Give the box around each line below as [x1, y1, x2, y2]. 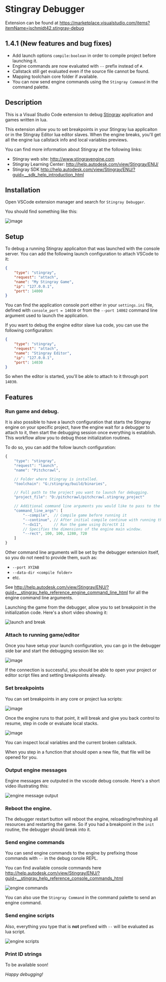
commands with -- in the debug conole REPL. [5, 856, 98, 861]
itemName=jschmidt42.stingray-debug [5, 25, 84, 31]
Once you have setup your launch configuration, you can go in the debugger [5, 643, 161, 649]
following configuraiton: [5, 327, 53, 333]
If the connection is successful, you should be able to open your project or [5, 667, 157, 673]
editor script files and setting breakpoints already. [5, 672, 106, 678]
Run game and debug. [5, 408, 59, 414]
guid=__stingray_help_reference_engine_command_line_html [5, 589, 128, 595]
